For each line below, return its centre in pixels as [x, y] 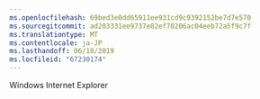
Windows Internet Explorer [58, 85]
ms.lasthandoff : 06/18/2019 [62, 51]
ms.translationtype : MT [54, 34]
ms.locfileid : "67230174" [58, 59]
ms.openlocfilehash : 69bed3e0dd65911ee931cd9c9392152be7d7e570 [130, 18]
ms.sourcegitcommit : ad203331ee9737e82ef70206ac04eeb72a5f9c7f [130, 26]
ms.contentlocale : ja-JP [56, 43]
